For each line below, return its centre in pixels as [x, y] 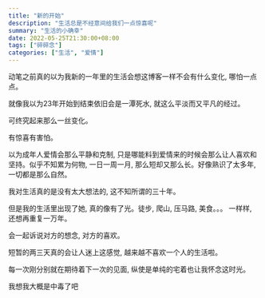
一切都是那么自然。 [40, 174]
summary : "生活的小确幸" [46, 30]
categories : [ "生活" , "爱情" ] [56, 53]
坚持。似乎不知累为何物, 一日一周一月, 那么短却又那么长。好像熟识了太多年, [132, 164]
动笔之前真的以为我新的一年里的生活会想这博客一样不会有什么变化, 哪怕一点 [132, 76]
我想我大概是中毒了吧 [43, 286]
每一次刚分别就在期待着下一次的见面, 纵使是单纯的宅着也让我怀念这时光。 [129, 269]
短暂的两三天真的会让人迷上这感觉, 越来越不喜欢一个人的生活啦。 [115, 252]
